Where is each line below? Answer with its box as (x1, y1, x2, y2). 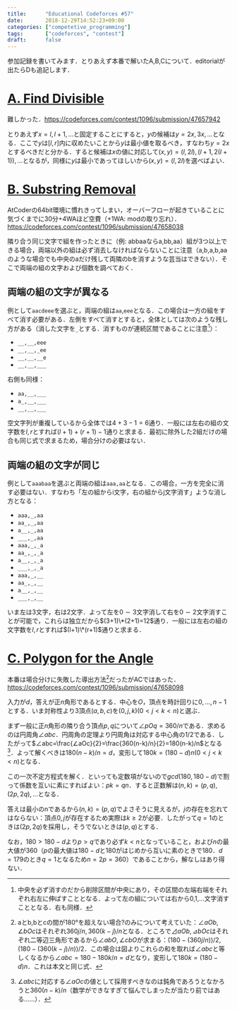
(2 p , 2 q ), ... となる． (7, 789, 63, 798)
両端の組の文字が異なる (7, 286, 109, 298)
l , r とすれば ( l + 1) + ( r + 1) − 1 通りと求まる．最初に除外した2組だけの (25, 427, 221, 436)
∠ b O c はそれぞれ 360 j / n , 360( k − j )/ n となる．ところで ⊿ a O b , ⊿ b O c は (17, 927, 217, 935)
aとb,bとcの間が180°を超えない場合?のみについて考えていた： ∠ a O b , (17, 918, 219, 926)
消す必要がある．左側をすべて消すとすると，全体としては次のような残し (19, 315, 229, 323)
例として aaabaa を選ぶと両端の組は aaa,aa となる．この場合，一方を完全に (7, 479, 219, 487)
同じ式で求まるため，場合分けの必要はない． (19, 437, 150, 445)
